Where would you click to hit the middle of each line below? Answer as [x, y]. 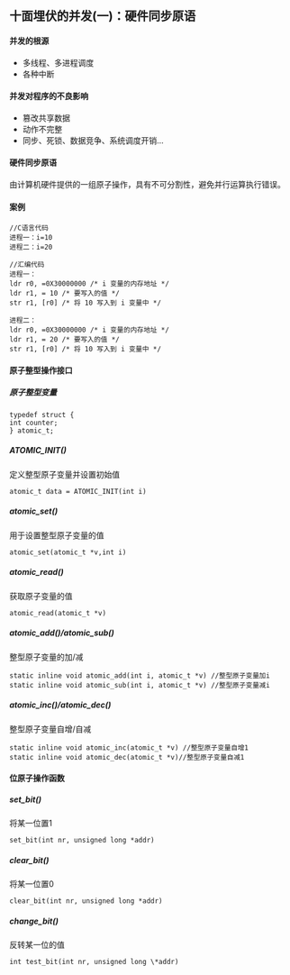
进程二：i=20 [31, 247]
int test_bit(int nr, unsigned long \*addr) [94, 962]
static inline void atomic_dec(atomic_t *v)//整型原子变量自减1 [127, 757]
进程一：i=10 [31, 238]
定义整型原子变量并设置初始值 [64, 474]
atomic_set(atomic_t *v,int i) [68, 552]
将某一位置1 [31, 824]
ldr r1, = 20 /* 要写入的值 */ [64, 340]
